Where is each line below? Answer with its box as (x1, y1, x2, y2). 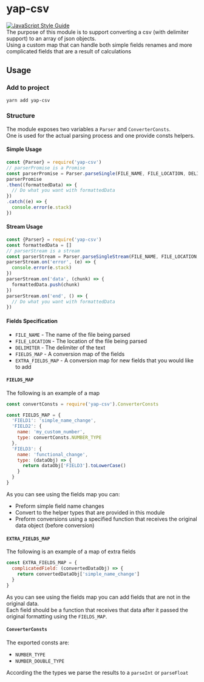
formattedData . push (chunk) (12, 282, 80, 288)
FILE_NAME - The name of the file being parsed (15, 331, 131, 338)
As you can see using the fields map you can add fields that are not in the (6, 593, 190, 601)
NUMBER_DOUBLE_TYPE (15, 658, 65, 664)
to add (15, 363, 32, 370)
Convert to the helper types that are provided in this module (15, 508, 165, 516)
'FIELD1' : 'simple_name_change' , (12, 417, 97, 424)
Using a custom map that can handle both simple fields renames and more (6, 41, 192, 49)
